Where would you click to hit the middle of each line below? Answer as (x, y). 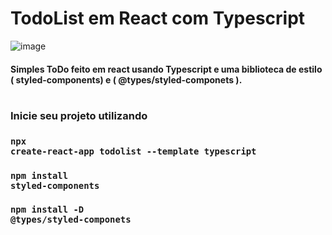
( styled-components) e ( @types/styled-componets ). (126, 79)
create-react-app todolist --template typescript (133, 151)
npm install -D (47, 210)
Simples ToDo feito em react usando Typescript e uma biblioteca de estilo (166, 69)
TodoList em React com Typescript (158, 18)
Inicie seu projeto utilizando (79, 115)
